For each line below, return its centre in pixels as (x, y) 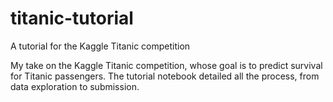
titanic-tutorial (72, 18)
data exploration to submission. (75, 86)
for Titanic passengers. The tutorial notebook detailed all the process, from (165, 76)
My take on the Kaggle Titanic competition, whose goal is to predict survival (166, 65)
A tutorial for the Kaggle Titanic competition (100, 46)
